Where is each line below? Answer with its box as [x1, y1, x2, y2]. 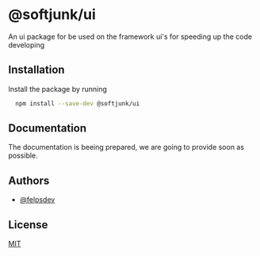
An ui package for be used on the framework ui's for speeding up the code [8, 32, 252, 41]
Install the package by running [8, 84, 107, 94]
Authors [8, 174, 50, 187]
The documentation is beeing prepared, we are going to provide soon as [8, 143, 244, 152]
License [8, 218, 48, 231]
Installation [8, 63, 65, 77]
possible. [8, 151, 38, 160]
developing [8, 40, 45, 49]
